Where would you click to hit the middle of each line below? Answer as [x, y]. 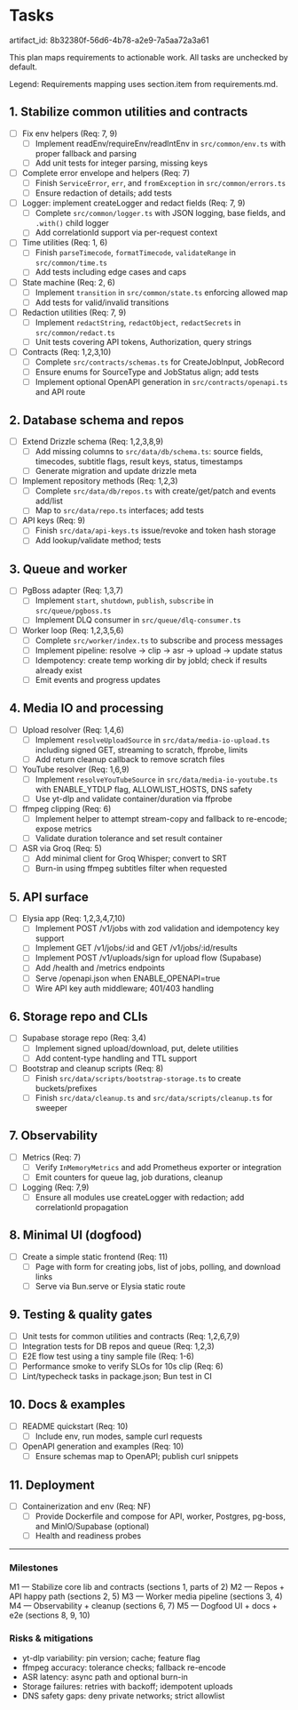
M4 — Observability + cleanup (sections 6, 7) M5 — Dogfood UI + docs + [143, 1606]
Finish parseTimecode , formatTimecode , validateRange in [136, 253]
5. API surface [49, 897]
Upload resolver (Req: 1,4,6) [73, 729]
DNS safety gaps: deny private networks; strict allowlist [123, 1696]
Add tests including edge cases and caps [111, 272]
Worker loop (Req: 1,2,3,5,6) [73, 630]
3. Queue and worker [68, 569]
